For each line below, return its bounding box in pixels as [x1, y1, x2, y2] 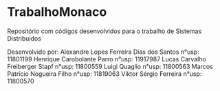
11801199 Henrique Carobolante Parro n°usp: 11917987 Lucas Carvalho [7, 54, 206, 63]
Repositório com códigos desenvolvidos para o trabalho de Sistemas [7, 27, 202, 35]
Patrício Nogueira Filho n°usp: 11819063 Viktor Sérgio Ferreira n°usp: [7, 70, 202, 78]
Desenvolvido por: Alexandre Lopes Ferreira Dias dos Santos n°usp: [7, 48, 199, 56]
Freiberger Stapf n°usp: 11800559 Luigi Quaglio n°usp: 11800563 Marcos [7, 62, 213, 70]
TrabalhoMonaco [7, 4, 107, 20]
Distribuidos [7, 34, 41, 42]
